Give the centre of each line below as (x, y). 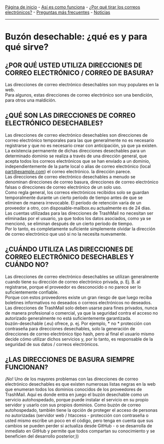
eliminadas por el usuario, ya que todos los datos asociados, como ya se (78, 218)
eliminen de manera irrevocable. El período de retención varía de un (73, 202)
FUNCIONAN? (27, 367)
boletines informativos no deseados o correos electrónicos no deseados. (79, 302)
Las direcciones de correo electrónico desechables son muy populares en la (82, 85)
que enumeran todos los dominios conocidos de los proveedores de (74, 390)
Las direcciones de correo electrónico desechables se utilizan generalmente (82, 276)
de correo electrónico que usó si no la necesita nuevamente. (66, 234)
